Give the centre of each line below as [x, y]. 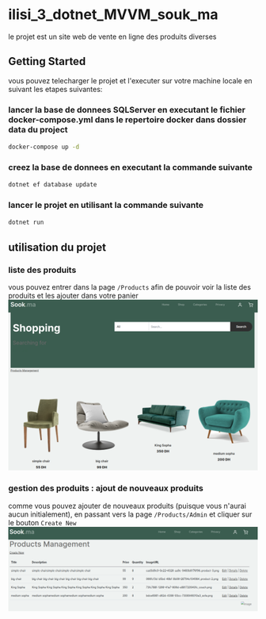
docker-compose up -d [44, 147]
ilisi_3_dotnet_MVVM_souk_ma [114, 15]
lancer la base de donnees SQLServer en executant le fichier [127, 110]
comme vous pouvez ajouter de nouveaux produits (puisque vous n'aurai [127, 506]
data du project [38, 129]
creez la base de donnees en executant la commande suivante [131, 167]
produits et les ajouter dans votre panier [73, 295]
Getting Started [47, 62]
